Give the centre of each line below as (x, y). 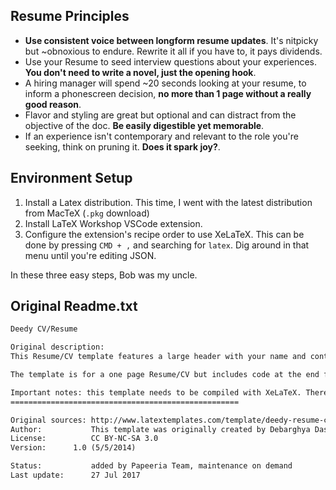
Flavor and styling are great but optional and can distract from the (160, 115)
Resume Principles (70, 16)
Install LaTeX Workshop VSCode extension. (113, 223)
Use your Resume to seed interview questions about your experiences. (171, 61)
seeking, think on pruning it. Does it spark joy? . (122, 146)
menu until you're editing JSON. (90, 255)
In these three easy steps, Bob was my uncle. (104, 275)
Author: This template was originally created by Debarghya (160, 429)
